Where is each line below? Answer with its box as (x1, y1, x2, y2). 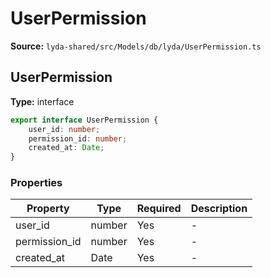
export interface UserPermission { (10, 115, 159, 125)
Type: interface (10, 95, 75, 107)
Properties (10, 176, 63, 190)
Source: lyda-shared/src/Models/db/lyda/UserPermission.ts (10, 40, 262, 52)
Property (26, 202, 70, 216)
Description (190, 202, 248, 216)
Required (136, 202, 182, 216)
